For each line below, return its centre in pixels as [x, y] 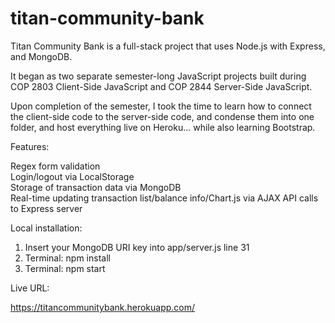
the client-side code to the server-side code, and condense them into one [162, 116]
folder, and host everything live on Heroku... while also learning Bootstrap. [163, 127]
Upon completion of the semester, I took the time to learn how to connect [161, 106]
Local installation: [46, 228]
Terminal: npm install [67, 258]
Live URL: [30, 288]
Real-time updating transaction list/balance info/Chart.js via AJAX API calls [164, 198]
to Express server [46, 208]
